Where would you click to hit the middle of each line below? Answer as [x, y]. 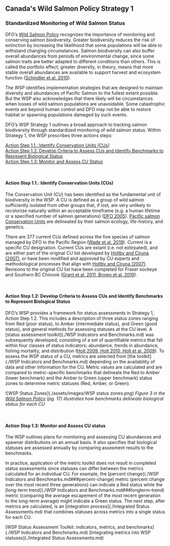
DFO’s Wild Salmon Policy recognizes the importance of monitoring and [80, 34]
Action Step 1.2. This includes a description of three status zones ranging [82, 319]
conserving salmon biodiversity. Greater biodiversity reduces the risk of [80, 40]
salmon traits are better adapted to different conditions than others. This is [83, 61]
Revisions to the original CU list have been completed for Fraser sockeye [81, 269]
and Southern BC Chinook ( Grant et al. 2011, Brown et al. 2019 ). [71, 274]
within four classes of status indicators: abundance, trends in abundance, [82, 346]
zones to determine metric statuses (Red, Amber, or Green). [68, 383]
